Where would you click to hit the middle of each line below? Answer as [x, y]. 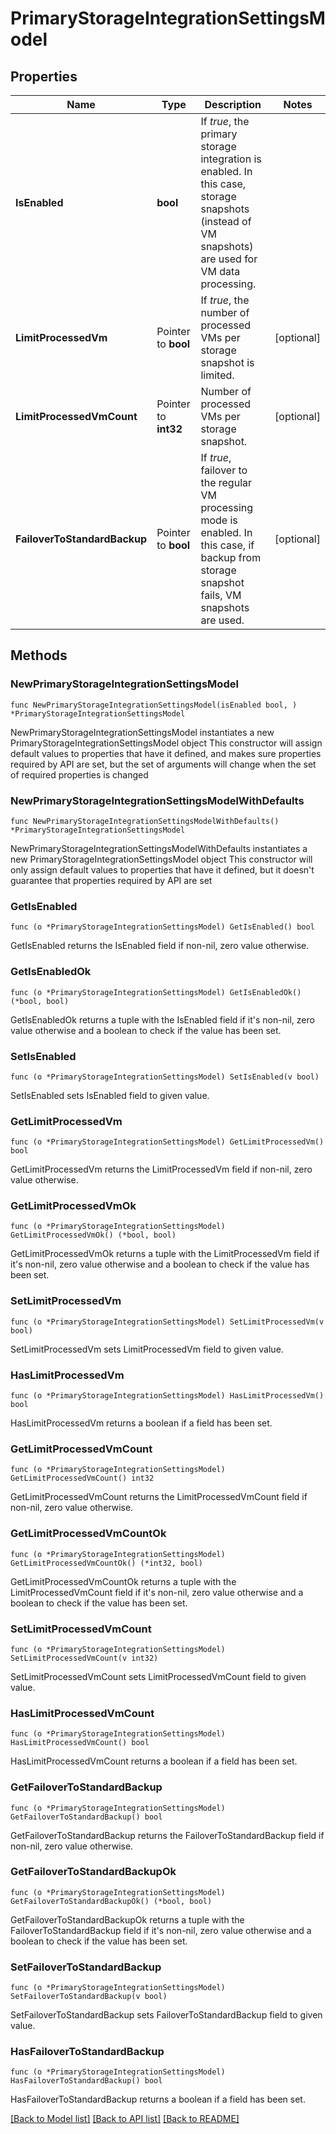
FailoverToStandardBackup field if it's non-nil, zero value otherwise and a [161, 1930]
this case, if [227, 545]
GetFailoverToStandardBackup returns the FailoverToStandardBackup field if [167, 1835]
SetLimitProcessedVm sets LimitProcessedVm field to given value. [147, 1349]
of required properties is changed [79, 774]
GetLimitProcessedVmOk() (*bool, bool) [93, 1235]
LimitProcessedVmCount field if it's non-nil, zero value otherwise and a [157, 1592]
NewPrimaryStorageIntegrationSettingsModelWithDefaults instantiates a [159, 848]
